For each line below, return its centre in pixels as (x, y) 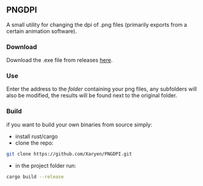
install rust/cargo (36, 136)
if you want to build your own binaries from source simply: (79, 125)
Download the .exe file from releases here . (59, 60)
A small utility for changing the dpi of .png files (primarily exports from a (97, 24)
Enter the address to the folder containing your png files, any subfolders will (101, 89)
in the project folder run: (45, 165)
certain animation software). (42, 31)
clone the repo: (34, 143)
